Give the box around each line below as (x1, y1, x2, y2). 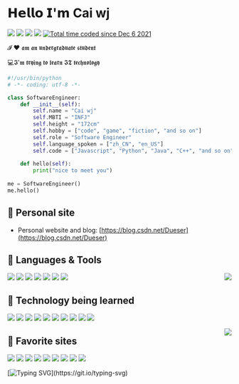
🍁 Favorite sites (7, 335, 78, 347)
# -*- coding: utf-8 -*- (7, 81, 81, 89)
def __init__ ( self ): (20, 101, 81, 108)
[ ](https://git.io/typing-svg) (7, 369, 128, 378)
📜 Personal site (7, 207, 75, 219)
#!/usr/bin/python (7, 74, 62, 81)
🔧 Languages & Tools (7, 254, 102, 266)
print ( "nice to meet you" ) (33, 167, 113, 174)
